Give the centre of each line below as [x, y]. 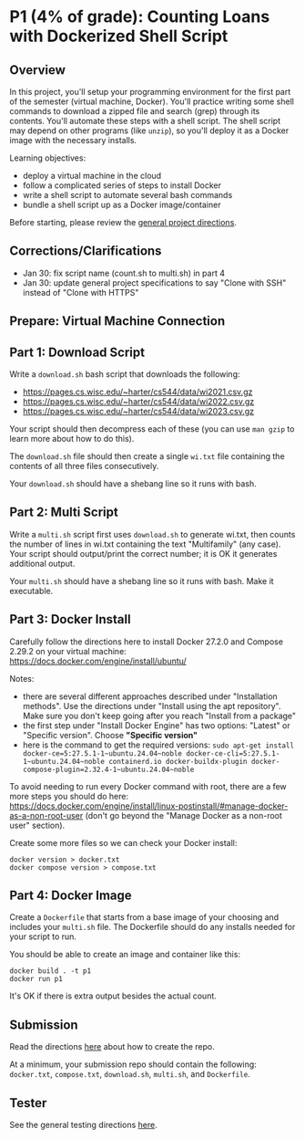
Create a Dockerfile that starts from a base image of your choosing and [144, 917]
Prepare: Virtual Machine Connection [117, 321]
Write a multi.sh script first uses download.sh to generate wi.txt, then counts [152, 534]
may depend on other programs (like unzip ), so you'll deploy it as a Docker [149, 131]
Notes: [22, 678]
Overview [38, 70]
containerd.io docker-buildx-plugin [178, 761]
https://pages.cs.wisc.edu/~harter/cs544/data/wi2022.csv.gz [138, 402]
